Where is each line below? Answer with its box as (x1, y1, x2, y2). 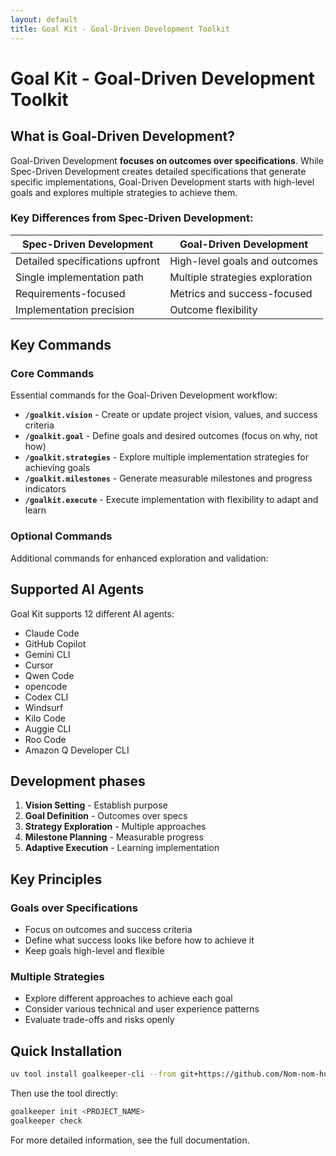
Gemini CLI (24, 648, 71, 660)
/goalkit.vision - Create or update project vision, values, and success (24, 409, 318, 421)
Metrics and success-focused (169, 286, 313, 300)
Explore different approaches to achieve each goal (24, 992, 233, 1005)
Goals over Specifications (10, 901, 138, 915)
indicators (24, 483, 67, 495)
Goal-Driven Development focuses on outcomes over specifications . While (10, 154, 324, 166)
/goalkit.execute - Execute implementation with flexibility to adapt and (24, 494, 319, 506)
